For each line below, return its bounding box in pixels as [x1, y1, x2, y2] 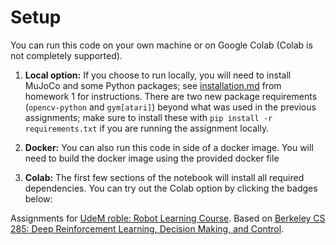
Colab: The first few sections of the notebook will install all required [24, 171, 305, 183]
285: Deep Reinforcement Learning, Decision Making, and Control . [10, 222, 285, 235]
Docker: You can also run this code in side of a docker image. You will [24, 141, 314, 153]
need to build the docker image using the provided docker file [24, 152, 280, 164]
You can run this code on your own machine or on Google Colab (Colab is [10, 39, 313, 51]
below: [24, 192, 53, 205]
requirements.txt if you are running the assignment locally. [24, 122, 270, 134]
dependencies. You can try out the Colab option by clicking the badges [24, 182, 318, 194]
